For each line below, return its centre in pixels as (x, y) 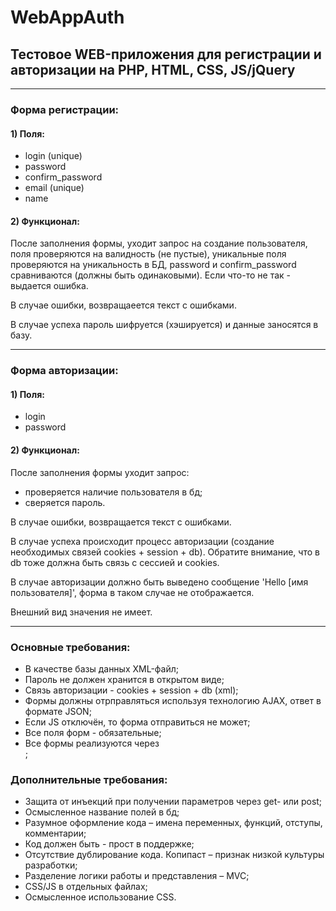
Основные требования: (70, 647)
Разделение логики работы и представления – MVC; (137, 876)
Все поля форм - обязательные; (93, 732)
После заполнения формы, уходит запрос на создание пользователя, (159, 243)
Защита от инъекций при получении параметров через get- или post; (173, 802)
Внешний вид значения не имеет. (81, 612)
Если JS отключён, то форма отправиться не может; (137, 722)
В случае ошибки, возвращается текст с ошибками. (121, 522)
